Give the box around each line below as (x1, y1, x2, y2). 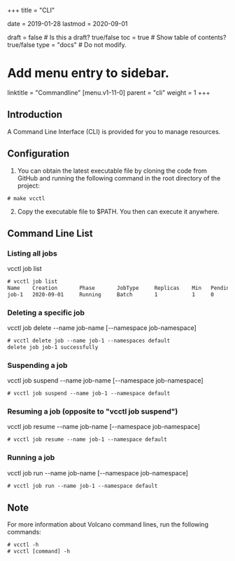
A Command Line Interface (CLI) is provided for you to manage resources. (7, 127, 221, 136)
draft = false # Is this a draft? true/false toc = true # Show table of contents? (7, 33, 227, 41)
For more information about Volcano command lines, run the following (7, 520, 208, 529)
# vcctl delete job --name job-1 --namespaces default (7, 337, 171, 345)
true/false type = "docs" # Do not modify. (7, 41, 127, 48)
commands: (7, 528, 42, 536)
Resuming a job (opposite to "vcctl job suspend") (7, 407, 178, 416)
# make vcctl (7, 194, 45, 202)
